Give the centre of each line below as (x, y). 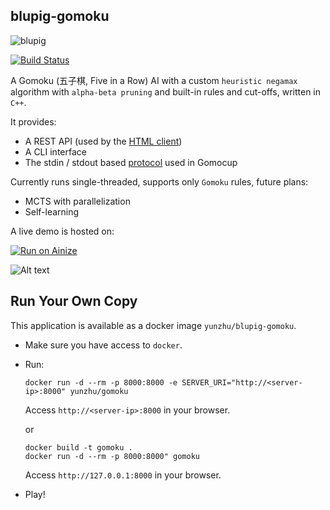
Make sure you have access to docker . (103, 345)
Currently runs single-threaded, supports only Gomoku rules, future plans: (159, 181)
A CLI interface (55, 151)
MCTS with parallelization (77, 201)
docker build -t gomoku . (78, 447)
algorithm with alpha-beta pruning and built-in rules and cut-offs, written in (166, 91)
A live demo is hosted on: (62, 231)
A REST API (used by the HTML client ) (103, 141)
